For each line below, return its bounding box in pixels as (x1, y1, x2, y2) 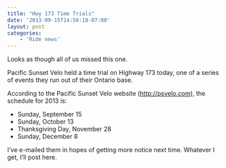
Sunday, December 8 (17, 133, 79, 141)
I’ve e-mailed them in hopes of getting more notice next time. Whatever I (7, 146, 216, 154)
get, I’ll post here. (7, 153, 57, 162)
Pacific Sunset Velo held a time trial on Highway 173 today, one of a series (7, 69, 219, 77)
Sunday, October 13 (17, 117, 74, 126)
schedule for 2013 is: (7, 96, 67, 105)
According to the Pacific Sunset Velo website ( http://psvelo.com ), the (7, 90, 206, 98)
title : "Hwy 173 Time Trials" (7, 10, 95, 17)
